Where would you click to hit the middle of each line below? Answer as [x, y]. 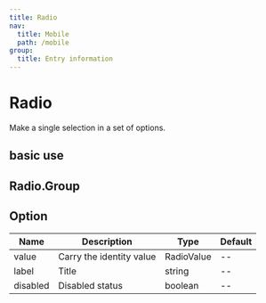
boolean [181, 285]
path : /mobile [43, 42]
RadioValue [188, 257]
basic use [36, 156]
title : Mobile [43, 34]
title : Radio [33, 17]
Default [236, 242]
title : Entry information [65, 59]
